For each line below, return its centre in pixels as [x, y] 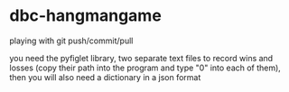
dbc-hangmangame [86, 16]
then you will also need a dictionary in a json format [105, 77]
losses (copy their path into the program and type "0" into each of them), [145, 68]
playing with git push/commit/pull [71, 41]
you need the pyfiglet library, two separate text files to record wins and [141, 58]
